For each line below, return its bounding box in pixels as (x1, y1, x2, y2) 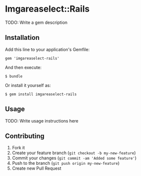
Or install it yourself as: (5, 82, 51, 88)
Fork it (12, 145, 25, 151)
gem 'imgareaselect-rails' (5, 56, 60, 61)
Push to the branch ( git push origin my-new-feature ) (12, 160, 120, 166)
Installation (5, 34, 40, 42)
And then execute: (5, 64, 42, 70)
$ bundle (5, 74, 23, 79)
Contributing (5, 132, 45, 140)
